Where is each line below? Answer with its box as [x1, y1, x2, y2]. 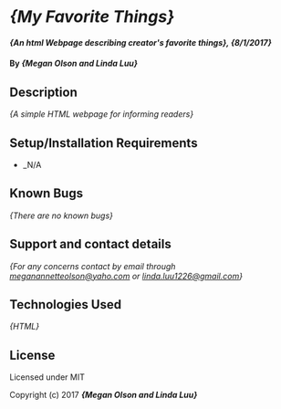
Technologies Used [9, 297, 121, 312]
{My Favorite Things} [9, 6, 175, 27]
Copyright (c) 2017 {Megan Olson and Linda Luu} [9, 390, 198, 401]
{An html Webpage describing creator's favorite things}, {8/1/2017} [9, 37, 272, 47]
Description [9, 84, 78, 100]
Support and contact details [9, 236, 172, 252]
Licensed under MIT [9, 372, 85, 383]
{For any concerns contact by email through [9, 260, 176, 271]
